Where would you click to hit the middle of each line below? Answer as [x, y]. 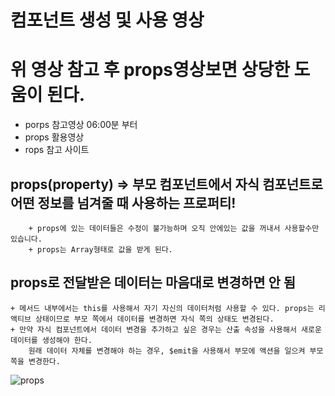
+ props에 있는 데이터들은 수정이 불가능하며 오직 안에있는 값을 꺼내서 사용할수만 [174, 228]
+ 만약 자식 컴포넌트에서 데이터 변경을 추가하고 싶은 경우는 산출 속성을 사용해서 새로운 [166, 329]
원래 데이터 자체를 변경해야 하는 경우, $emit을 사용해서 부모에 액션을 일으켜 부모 [176, 351]
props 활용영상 [54, 137]
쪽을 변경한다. [35, 361]
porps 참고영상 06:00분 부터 [81, 125]
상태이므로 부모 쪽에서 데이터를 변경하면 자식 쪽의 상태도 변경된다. [154, 319]
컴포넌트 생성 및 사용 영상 [107, 20]
